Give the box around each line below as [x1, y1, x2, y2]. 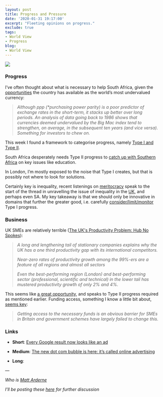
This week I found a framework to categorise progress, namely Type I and [5, 139, 154, 145]
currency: [5, 95, 24, 100]
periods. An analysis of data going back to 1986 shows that [17, 114, 138, 120]
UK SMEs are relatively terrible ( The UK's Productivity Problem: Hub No [5, 227, 149, 233]
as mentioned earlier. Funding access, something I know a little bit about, [5, 296, 152, 302]
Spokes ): [5, 233, 23, 238]
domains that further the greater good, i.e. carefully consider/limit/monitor [5, 198, 154, 205]
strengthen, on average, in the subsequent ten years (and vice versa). [17, 125, 158, 131]
